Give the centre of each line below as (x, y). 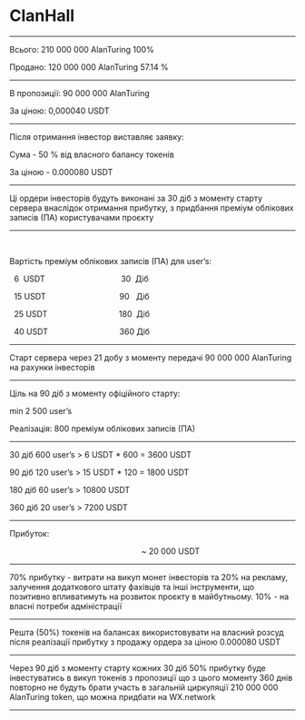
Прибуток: (30, 533)
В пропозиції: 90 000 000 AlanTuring (79, 93)
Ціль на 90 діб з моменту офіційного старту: (95, 393)
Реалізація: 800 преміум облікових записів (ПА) (103, 429)
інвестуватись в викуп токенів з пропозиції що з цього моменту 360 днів (151, 677)
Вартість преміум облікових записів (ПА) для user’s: (110, 261)
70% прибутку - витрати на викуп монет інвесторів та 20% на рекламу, (149, 577)
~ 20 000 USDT (171, 551)
